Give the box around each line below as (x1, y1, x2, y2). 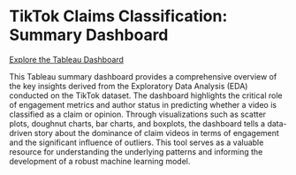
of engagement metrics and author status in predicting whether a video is (9, 99, 277, 110)
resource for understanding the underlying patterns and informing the (9, 146, 263, 156)
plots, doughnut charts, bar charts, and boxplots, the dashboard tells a (9, 118, 266, 129)
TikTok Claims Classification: (9, 6, 228, 27)
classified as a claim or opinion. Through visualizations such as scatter (9, 109, 267, 119)
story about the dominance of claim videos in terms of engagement (34, 127, 280, 138)
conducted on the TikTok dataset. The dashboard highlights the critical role (9, 90, 283, 101)
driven (9, 127, 33, 138)
